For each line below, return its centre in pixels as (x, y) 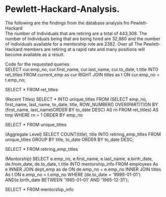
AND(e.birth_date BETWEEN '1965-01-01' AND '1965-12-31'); (67, 180)
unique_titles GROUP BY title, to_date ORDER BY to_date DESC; (70, 139)
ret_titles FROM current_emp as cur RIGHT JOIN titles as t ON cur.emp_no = (83, 74)
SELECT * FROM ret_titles (32, 89)
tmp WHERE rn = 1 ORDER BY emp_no (44, 115)
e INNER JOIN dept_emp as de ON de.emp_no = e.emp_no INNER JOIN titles (83, 169)
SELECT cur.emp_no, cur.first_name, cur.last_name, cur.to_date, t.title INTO (82, 69)
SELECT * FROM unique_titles (36, 125)
